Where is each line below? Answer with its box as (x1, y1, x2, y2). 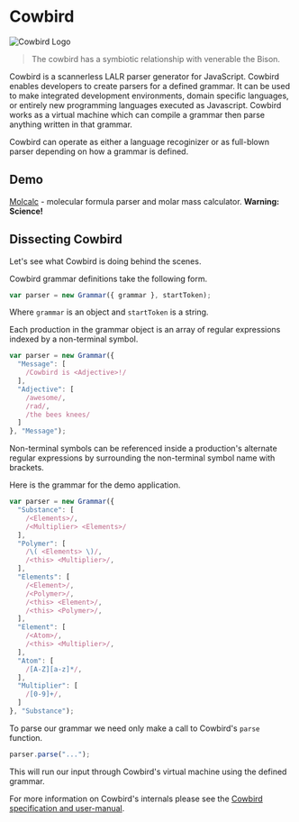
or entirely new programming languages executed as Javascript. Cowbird (9, 99, 282, 110)
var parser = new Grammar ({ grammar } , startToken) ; (9, 290, 212, 299)
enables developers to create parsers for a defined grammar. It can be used (9, 80, 291, 91)
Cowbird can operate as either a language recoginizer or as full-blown (9, 136, 270, 147)
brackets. (9, 462, 45, 473)
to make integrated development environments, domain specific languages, (9, 90, 290, 101)
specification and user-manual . (9, 802, 125, 813)
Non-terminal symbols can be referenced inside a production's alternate (9, 443, 277, 454)
